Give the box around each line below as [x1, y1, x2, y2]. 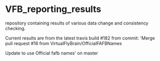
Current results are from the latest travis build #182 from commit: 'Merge [5, 35, 155, 41]
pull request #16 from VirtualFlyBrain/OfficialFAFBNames [5, 40, 122, 46]
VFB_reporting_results [5, 3, 101, 15]
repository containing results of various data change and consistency [5, 20, 149, 26]
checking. [5, 25, 26, 31]
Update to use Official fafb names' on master [5, 50, 98, 56]
